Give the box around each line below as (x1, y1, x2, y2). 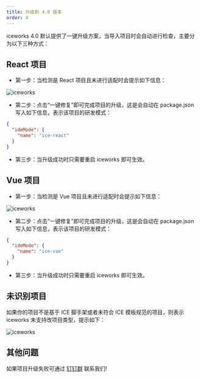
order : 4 (6, 15, 29, 21)
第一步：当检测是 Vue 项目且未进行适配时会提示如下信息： (15, 193, 162, 200)
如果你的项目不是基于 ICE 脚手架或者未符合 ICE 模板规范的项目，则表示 (6, 308, 185, 316)
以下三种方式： (11, 40, 49, 47)
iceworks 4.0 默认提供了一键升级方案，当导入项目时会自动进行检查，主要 (6, 32, 190, 40)
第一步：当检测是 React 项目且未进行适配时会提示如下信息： (15, 77, 166, 84)
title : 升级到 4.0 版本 (6, 9, 62, 15)
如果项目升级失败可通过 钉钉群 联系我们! (6, 365, 107, 372)
